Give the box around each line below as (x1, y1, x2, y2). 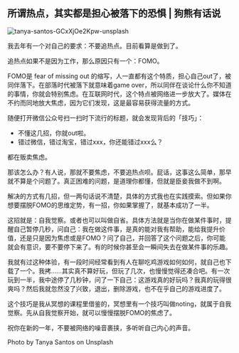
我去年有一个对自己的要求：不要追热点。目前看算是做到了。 (7, 41, 182, 50)
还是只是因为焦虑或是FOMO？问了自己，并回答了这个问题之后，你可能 (19, 233, 226, 242)
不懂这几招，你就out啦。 (17, 128, 90, 137)
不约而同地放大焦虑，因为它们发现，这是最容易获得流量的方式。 (7, 98, 194, 107)
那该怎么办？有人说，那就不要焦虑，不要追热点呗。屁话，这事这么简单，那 (7, 167, 225, 176)
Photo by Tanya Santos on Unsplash (7, 337, 114, 346)
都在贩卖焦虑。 (7, 152, 51, 161)
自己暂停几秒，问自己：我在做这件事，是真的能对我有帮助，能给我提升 (13, 224, 219, 233)
